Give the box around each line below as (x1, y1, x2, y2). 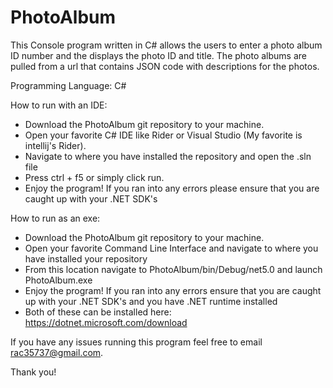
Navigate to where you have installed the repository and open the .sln (24, 150, 312, 162)
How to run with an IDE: (10, 99, 108, 111)
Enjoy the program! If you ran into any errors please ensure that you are (24, 182, 320, 194)
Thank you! (10, 366, 57, 378)
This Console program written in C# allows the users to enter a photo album (10, 39, 323, 51)
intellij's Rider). (24, 139, 87, 151)
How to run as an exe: (10, 212, 101, 224)
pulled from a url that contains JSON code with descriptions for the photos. (10, 60, 320, 72)
